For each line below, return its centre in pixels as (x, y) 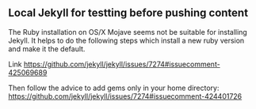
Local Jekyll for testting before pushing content (128, 13)
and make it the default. (47, 49)
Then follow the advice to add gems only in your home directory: (114, 88)
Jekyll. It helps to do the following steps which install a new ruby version (126, 40)
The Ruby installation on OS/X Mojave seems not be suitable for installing (128, 32)
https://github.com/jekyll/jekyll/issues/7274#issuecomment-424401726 (125, 96)
